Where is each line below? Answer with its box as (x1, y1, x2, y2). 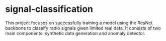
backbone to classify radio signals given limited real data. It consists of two (5, 25, 161, 31)
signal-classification (5, 3, 94, 15)
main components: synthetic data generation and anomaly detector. (5, 30, 146, 36)
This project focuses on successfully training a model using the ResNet (5, 20, 153, 26)
